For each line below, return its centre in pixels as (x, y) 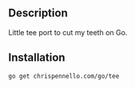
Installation (37, 58)
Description (38, 13)
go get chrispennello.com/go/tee (64, 76)
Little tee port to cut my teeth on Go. (68, 32)
